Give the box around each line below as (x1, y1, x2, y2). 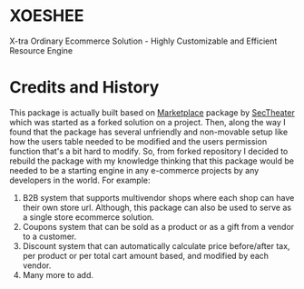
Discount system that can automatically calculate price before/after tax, (22, 240, 290, 251)
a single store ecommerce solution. (22, 211, 154, 223)
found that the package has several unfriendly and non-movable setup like (9, 126, 289, 137)
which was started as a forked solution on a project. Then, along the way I (9, 116, 286, 127)
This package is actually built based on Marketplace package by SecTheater (9, 106, 295, 118)
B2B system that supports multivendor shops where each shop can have (22, 192, 295, 203)
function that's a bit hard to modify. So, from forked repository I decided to (9, 145, 289, 156)
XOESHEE (9, 5, 84, 26)
